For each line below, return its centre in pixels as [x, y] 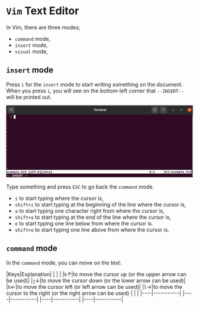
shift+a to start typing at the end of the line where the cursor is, [93, 217]
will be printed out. [29, 97]
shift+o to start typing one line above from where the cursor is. [92, 230]
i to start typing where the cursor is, [59, 198]
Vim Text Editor [43, 11]
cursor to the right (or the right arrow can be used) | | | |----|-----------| [94, 293]
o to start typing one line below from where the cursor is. [84, 223]
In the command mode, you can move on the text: [64, 263]
